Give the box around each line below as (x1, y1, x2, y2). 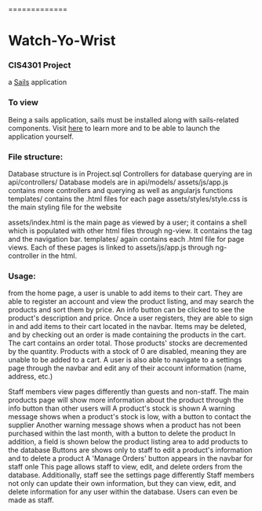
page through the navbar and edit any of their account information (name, (8, 363, 247, 373)
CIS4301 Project (8, 60, 71, 71)
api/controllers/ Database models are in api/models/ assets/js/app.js (8, 177, 229, 187)
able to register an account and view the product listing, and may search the (8, 297, 255, 306)
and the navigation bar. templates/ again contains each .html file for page (8, 235, 245, 244)
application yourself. (8, 131, 75, 141)
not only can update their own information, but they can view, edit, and (8, 479, 237, 488)
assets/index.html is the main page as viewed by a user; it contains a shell (8, 217, 247, 228)
